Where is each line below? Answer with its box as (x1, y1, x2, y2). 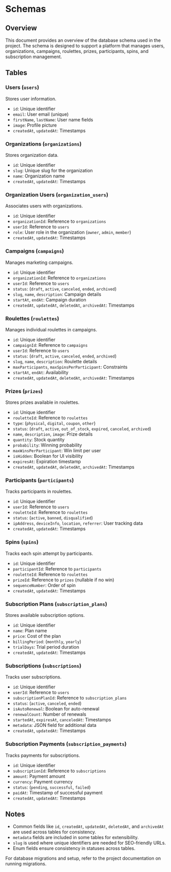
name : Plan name (12, 628, 47, 634)
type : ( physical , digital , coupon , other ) (12, 420, 96, 426)
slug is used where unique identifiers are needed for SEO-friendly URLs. (12, 840, 166, 846)
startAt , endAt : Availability (12, 369, 69, 376)
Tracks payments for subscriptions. (5, 752, 81, 758)
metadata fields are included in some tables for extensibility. (12, 834, 139, 841)
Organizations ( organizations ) (5, 140, 82, 147)
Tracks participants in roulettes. (5, 488, 72, 494)
